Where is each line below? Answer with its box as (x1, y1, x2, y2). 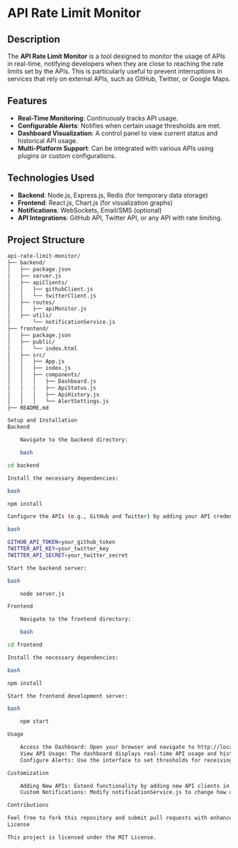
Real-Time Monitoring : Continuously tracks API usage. (17, 113, 178, 122)
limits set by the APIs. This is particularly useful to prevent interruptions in (7, 67, 223, 75)
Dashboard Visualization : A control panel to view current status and (17, 129, 218, 137)
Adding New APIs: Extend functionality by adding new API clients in (20, 782, 230, 789)
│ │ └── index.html (7, 345, 78, 352)
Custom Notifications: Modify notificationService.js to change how (20, 788, 227, 796)
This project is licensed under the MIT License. (7, 834, 157, 841)
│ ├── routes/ (7, 299, 55, 306)
